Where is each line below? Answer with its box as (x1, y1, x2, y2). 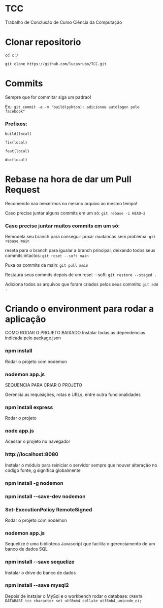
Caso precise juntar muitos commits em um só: (5, 222, 120, 229)
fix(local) (5, 140, 28, 145)
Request (5, 184, 40, 195)
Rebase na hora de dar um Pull (5, 174, 131, 185)
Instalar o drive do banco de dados (5, 570, 76, 575)
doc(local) (5, 157, 28, 163)
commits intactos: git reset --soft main (5, 252, 89, 259)
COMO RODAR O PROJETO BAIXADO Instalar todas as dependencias (5, 330, 146, 336)
